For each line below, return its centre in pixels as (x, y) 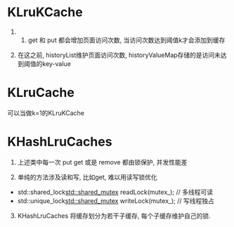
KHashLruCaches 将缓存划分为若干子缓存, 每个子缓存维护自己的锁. (114, 216)
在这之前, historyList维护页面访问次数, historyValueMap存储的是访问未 (119, 55)
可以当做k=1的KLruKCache (46, 112)
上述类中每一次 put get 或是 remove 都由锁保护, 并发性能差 (102, 162)
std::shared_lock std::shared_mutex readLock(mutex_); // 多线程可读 (115, 192)
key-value (57, 63)
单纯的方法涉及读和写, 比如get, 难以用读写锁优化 (87, 177)
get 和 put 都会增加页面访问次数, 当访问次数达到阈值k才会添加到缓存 (126, 40)
